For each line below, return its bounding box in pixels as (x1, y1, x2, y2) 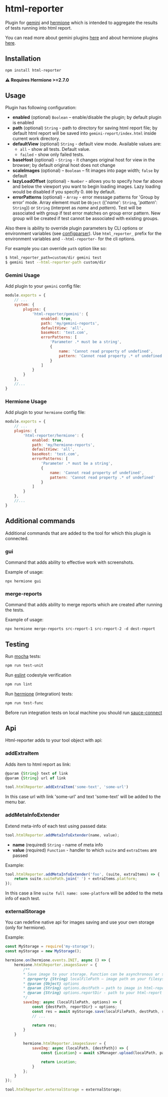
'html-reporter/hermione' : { (23, 433, 84, 438)
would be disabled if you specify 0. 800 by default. (12, 189, 116, 195)
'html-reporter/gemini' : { (31, 311, 88, 316)
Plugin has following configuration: (5, 105, 76, 111)
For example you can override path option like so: (5, 246, 107, 252)
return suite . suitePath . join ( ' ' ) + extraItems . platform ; (14, 876, 137, 882)
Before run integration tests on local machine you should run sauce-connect (5, 710, 162, 716)
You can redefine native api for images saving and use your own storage (5, 919, 154, 925)
